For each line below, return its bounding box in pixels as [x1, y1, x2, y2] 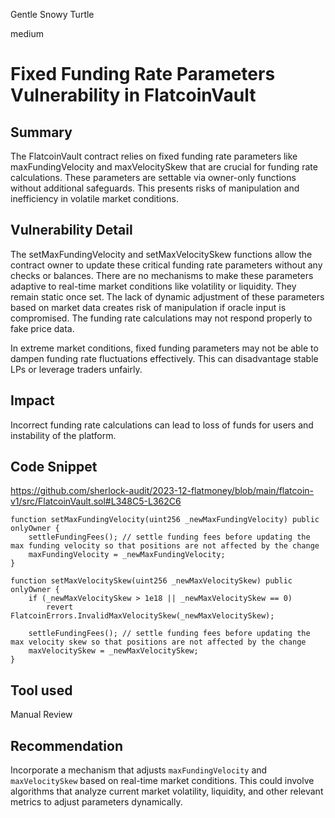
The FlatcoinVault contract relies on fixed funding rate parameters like [10, 150, 298, 162]
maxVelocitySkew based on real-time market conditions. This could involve [10, 775, 315, 787]
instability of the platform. [10, 429, 117, 441]
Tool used [10, 682, 73, 699]
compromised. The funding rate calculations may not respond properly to [10, 312, 313, 324]
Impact [10, 392, 55, 409]
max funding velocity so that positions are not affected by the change [10, 541, 320, 551]
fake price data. [10, 322, 75, 334]
